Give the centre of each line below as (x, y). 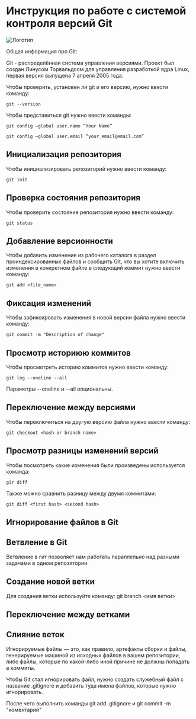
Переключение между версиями (71, 408)
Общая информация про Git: (42, 51)
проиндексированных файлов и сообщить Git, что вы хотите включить (95, 261)
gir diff (17, 482)
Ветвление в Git (37, 543)
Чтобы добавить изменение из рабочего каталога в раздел (81, 255)
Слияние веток (35, 635)
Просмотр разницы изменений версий (82, 451)
